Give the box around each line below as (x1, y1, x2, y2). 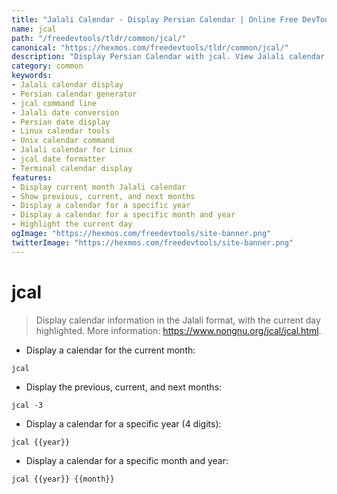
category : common (11, 61, 84, 71)
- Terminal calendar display (11, 163, 133, 173)
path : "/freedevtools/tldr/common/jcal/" (11, 33, 187, 43)
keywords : (11, 71, 53, 81)
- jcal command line (11, 98, 98, 108)
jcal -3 (11, 400, 44, 410)
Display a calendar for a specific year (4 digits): (25, 417, 222, 430)
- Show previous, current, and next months (11, 191, 196, 201)
